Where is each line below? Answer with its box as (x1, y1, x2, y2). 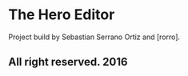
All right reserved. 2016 (8, 55, 128, 69)
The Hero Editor (8, 6, 115, 24)
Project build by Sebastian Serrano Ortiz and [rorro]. (8, 32, 181, 42)
